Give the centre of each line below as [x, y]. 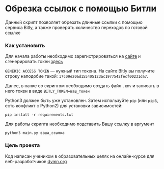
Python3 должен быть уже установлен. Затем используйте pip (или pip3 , [82, 101]
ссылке [13, 33]
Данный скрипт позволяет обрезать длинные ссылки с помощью [74, 22]
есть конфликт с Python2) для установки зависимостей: [64, 106]
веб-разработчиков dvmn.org [36, 161]
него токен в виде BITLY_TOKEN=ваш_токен [47, 91]
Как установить [25, 45]
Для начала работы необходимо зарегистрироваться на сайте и [73, 56]
